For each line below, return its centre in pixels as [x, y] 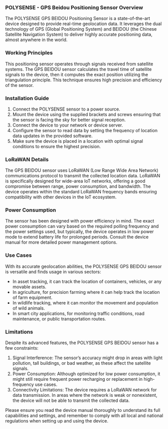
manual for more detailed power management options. [61, 242]
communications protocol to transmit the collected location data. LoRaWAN [83, 176]
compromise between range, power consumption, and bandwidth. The [78, 186]
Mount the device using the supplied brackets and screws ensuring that [87, 114]
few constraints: [22, 348]
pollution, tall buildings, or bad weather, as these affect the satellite [82, 363]
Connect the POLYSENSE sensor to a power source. [66, 109]
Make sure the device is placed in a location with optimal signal [78, 141]
